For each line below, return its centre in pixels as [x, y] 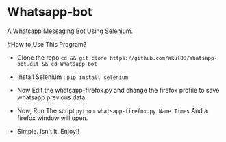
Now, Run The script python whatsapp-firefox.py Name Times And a [112, 110]
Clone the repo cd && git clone [62, 57]
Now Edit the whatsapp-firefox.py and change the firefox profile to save [118, 90]
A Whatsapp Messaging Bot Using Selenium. [70, 31]
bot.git [28, 64]
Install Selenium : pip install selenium [73, 77]
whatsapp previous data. [52, 97]
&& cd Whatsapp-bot [70, 64]
